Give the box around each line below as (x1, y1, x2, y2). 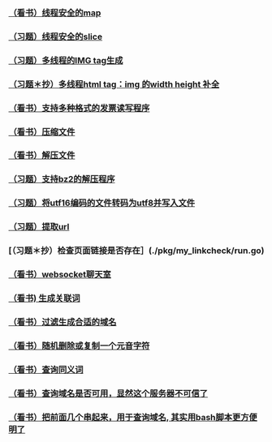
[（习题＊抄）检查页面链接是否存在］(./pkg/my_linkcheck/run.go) (8, 245, 265, 256)
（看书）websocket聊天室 (8, 269, 111, 281)
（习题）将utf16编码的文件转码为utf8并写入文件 (8, 197, 196, 208)
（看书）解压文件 (8, 150, 76, 161)
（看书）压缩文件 (8, 126, 76, 137)
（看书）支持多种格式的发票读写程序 (8, 102, 150, 114)
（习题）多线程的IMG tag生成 (8, 54, 123, 66)
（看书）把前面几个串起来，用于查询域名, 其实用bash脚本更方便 (8, 411, 257, 423)
